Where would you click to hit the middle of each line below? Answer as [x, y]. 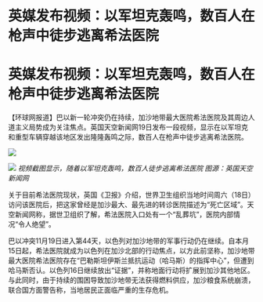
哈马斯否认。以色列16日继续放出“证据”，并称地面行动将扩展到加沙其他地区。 [131, 271]
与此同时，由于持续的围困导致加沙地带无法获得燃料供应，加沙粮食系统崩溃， [131, 280]
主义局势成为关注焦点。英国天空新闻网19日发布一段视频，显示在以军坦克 [131, 127]
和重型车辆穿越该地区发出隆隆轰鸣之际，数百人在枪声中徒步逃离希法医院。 [128, 137]
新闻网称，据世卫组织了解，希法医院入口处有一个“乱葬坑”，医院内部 [124, 215]
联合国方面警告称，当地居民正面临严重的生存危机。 [90, 290]
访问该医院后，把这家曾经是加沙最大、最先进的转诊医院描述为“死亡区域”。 [128, 205]
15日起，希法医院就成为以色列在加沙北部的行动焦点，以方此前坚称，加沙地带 [131, 251]
